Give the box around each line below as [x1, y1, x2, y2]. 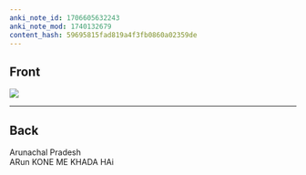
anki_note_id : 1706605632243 [9, 13, 120, 23]
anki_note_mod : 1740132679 [9, 22, 112, 31]
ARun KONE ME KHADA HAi [9, 157, 114, 167]
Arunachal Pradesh [9, 147, 82, 158]
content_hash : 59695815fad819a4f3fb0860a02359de [9, 30, 198, 39]
